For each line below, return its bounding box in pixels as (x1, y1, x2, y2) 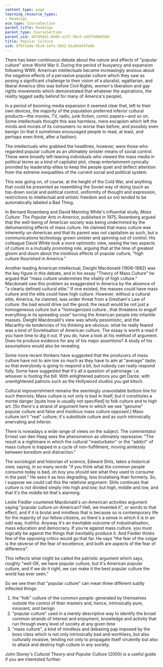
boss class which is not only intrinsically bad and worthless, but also (12, 631, 149, 637)
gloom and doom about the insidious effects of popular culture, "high (5, 250, 144, 256)
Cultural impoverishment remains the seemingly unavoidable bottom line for (5, 388, 157, 394)
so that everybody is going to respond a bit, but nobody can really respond (5, 362, 155, 369)
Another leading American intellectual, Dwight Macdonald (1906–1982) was (5, 265, 156, 271)
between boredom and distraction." (5, 449, 76, 455)
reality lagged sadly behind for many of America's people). (5, 93, 123, 99)
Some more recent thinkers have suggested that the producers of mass (5, 352, 148, 358)
